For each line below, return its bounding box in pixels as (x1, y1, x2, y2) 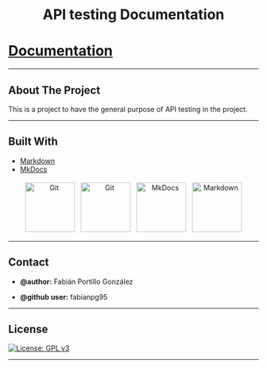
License (8, 322, 48, 335)
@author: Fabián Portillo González (19, 277, 133, 286)
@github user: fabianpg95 (19, 292, 108, 301)
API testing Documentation (42, 6, 225, 24)
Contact (8, 256, 49, 269)
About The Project (8, 83, 101, 97)
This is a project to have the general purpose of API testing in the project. (8, 104, 248, 114)
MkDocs (19, 165, 48, 174)
